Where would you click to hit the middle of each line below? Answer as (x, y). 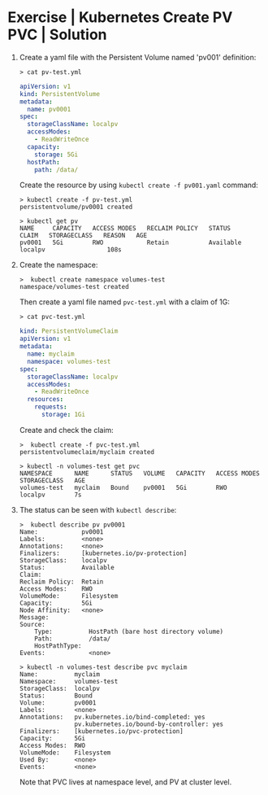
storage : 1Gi (63, 415)
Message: (34, 617)
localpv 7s (50, 495)
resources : (45, 400)
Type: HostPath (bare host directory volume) (129, 631)
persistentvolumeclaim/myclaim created (87, 452)
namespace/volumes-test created (74, 287)
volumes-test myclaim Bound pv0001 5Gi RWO (123, 487)
